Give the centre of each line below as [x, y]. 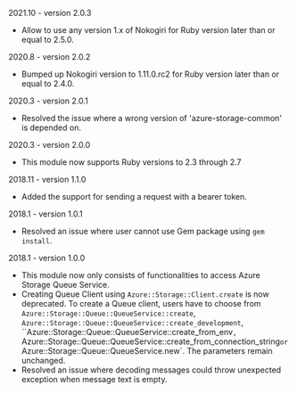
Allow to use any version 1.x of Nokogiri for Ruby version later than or [148, 30]
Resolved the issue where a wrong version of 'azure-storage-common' [152, 118]
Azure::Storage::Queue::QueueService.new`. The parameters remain [147, 351]
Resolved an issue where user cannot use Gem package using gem [143, 231]
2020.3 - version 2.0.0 [49, 145]
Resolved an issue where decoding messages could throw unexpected [151, 370]
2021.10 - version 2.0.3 [50, 13]
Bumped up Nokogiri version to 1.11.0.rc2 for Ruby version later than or [150, 74]
